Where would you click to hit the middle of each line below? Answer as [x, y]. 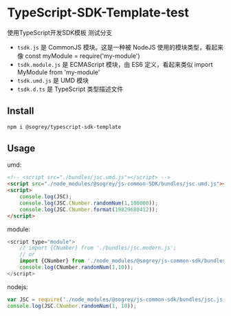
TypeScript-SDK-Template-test [98, 13]
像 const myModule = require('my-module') [78, 56]
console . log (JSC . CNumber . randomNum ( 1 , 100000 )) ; [89, 203]
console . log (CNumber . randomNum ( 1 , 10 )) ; [77, 267]
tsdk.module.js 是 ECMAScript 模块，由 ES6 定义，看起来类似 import [115, 64]
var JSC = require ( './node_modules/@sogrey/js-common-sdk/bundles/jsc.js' [117, 299]
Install [21, 111]
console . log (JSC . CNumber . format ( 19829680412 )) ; [89, 209]
